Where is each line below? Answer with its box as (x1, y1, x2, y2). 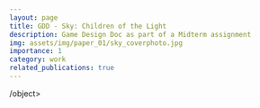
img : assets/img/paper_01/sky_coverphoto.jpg (9, 38, 183, 48)
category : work (9, 55, 67, 64)
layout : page (9, 13, 58, 22)
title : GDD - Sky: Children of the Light (9, 22, 167, 31)
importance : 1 (9, 47, 63, 56)
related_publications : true (9, 64, 115, 73)
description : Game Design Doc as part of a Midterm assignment (9, 30, 252, 39)
